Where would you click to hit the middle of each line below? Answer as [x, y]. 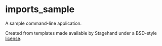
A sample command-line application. [44, 23]
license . [13, 38]
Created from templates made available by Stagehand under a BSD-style [81, 33]
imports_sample [40, 9]
